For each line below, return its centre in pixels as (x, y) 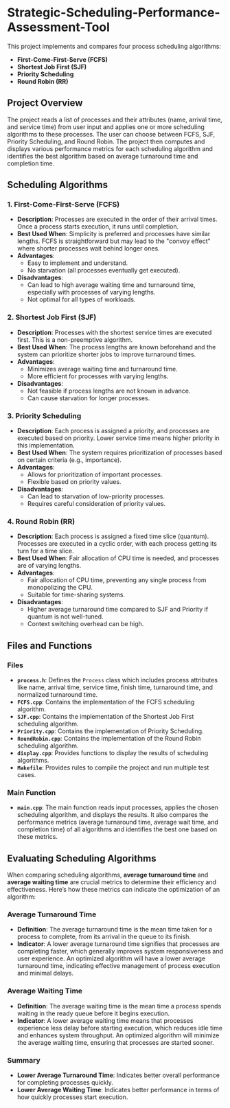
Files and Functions (50, 646)
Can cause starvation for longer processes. (89, 398)
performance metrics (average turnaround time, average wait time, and (117, 822)
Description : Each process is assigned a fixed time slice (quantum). (113, 536)
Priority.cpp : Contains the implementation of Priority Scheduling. (110, 731)
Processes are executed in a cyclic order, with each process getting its (117, 544)
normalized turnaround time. (57, 695)
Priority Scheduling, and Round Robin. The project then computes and (106, 141)
